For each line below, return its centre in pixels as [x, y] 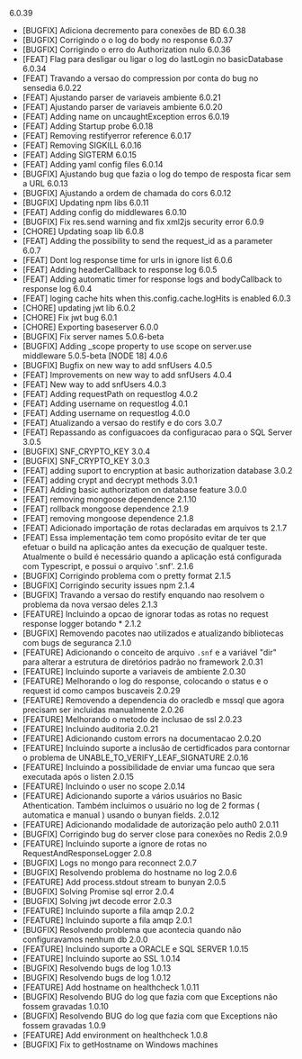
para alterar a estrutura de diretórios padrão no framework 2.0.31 [142, 662]
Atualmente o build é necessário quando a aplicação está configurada [152, 557]
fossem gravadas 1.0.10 [66, 1006]
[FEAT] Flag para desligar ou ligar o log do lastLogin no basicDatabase [153, 59]
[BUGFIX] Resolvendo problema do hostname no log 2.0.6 [129, 872]
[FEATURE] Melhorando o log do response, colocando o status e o [145, 681]
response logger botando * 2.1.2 [82, 624]
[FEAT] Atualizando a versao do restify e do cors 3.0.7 [122, 423]
